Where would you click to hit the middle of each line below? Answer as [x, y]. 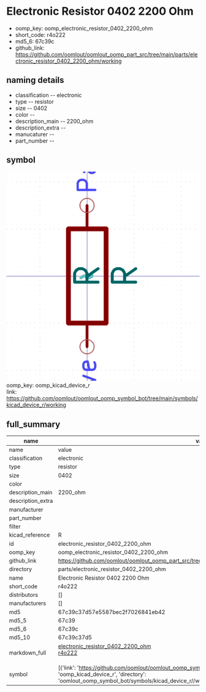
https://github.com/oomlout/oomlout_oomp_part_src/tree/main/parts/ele [106, 54]
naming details [35, 80]
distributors [24, 595]
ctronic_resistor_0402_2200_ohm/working [68, 61]
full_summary [33, 424]
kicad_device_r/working [36, 405]
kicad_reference [29, 535]
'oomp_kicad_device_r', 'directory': [102, 674]
